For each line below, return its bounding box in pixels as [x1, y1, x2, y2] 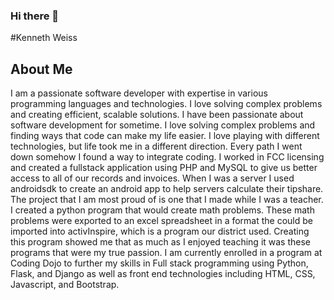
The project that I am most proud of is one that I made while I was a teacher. [10, 194, 324, 206]
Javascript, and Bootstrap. [10, 279, 120, 291]
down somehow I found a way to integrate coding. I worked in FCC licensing [10, 151, 325, 163]
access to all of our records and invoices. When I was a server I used [10, 172, 295, 184]
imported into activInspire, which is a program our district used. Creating [10, 225, 310, 238]
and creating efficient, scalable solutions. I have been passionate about [10, 109, 304, 121]
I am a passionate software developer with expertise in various [10, 87, 268, 99]
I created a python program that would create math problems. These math [10, 204, 315, 216]
